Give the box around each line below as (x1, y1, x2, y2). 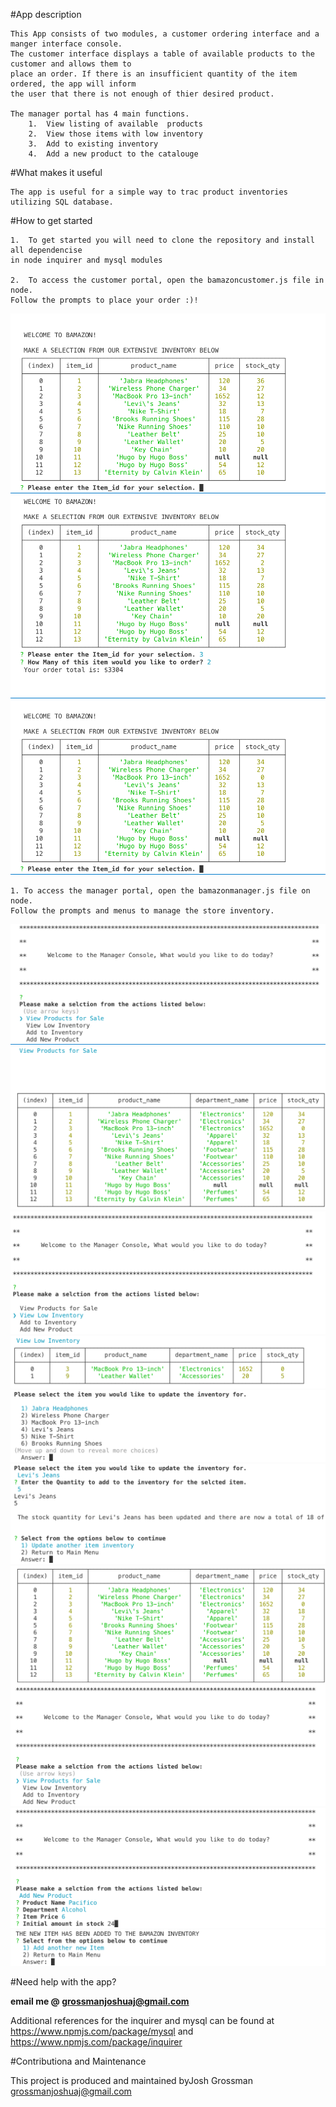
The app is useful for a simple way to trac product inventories (10, 187, 288, 197)
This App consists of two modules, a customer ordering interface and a (10, 29, 320, 39)
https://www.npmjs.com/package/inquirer (10, 2036, 183, 2048)
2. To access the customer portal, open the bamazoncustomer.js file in (10, 275, 325, 285)
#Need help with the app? (10, 1976, 117, 1988)
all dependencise (10, 245, 83, 255)
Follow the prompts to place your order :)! (10, 295, 199, 305)
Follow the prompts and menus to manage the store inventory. (10, 905, 275, 916)
